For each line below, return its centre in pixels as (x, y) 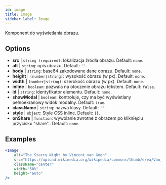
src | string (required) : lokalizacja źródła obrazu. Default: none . (78, 60)
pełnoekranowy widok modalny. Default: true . (59, 102)
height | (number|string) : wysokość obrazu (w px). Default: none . (79, 76)
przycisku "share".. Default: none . (46, 124)
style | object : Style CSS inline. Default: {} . (56, 113)
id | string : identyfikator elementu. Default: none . (62, 92)
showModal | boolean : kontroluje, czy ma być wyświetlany (72, 97)
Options (18, 48)
